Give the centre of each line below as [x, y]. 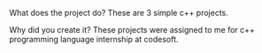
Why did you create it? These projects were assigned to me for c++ [132, 30]
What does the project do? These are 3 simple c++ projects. [119, 13]
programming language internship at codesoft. [94, 39]
